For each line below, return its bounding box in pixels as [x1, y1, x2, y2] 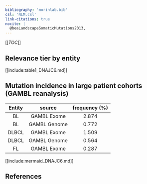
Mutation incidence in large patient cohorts [5, 82, 143, 90]
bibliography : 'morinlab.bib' [5, 7, 68, 12]
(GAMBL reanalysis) [5, 89, 69, 98]
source [39, 104, 57, 111]
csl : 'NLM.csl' [5, 12, 37, 17]
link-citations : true [5, 16, 50, 21]
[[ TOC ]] [5, 39, 21, 45]
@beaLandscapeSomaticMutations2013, [9, 26, 86, 31]
